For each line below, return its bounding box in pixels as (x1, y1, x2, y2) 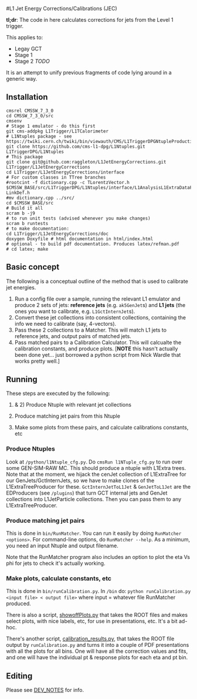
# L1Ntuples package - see (6, 133, 72, 139)
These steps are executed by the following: (6, 390, 110, 397)
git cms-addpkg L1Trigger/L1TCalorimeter (6, 128, 109, 134)
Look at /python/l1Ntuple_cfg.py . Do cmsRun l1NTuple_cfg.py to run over (6, 458, 183, 465)
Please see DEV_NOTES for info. (6, 687, 84, 694)
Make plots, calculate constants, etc (6, 574, 111, 582)
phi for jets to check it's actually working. (6, 560, 106, 567)
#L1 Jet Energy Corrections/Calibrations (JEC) (6, 5, 117, 12)
